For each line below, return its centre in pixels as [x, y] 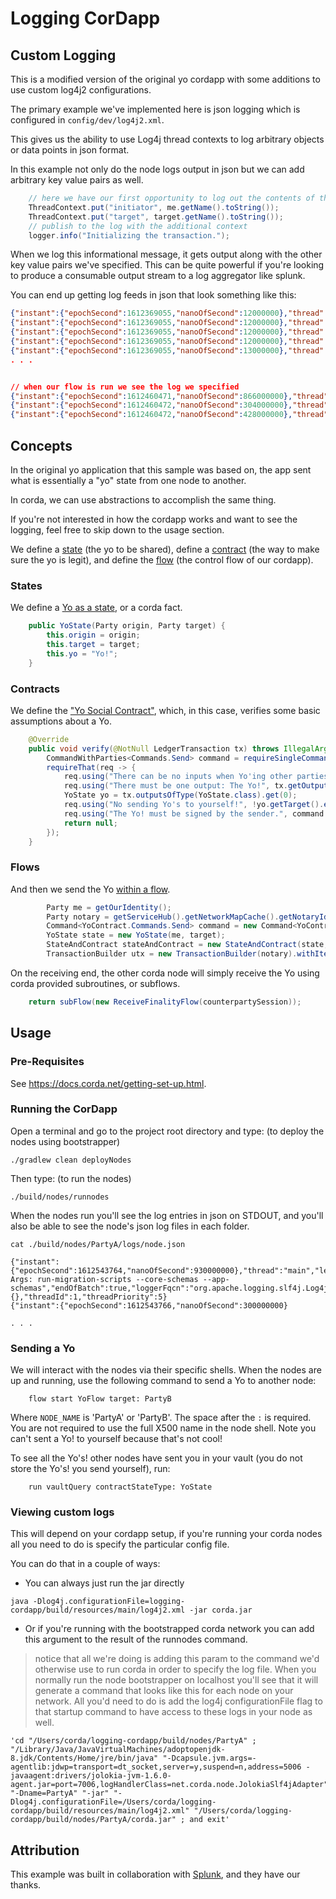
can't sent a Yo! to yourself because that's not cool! [116, 1439]
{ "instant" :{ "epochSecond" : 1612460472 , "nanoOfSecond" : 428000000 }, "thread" [169, 415]
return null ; [90, 823]
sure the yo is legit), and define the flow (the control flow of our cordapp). [162, 559]
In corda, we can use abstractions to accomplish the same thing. [143, 499]
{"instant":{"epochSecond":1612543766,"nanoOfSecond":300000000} [149, 1305]
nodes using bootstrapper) [65, 1141]
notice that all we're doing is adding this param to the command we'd [177, 1659]
